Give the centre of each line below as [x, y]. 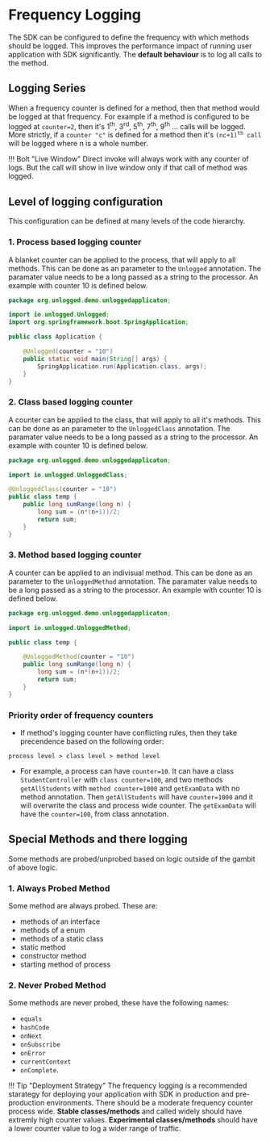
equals [31, 1019]
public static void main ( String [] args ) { [95, 359]
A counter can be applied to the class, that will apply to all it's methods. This [135, 419]
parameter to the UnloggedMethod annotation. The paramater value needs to [133, 581]
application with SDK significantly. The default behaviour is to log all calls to [135, 54]
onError [33, 1054]
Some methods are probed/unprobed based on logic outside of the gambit [132, 858]
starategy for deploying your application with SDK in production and [121, 1094]
